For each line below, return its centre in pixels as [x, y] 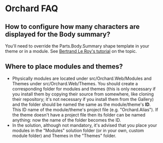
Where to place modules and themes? [64, 67]
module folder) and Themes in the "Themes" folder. [64, 136]
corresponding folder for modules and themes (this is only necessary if [84, 89]
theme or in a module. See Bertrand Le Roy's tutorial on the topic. [71, 51]
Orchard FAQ [32, 9]
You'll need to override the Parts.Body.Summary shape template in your [77, 46]
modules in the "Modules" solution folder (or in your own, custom [78, 130]
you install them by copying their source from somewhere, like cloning [83, 94]
